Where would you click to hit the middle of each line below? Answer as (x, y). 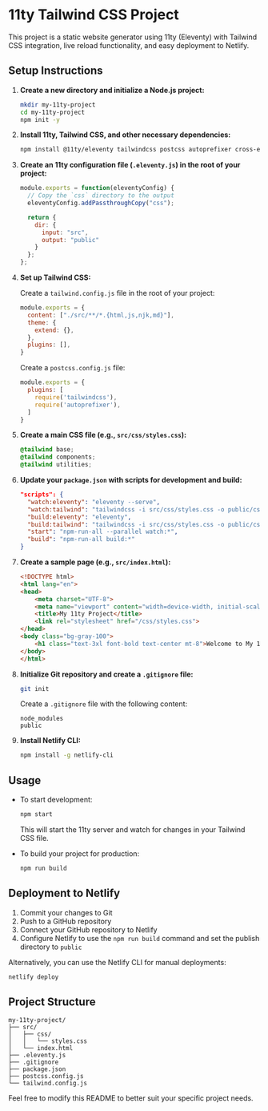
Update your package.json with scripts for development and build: (131, 480)
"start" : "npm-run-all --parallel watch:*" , (103, 532)
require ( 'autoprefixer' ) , (78, 405)
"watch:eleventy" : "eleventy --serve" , (94, 502)
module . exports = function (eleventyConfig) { (97, 188)
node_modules (42, 719)
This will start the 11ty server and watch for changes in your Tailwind (132, 829)
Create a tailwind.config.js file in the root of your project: (117, 293)
